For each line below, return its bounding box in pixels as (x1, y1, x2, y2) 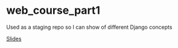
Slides (6, 35, 22, 42)
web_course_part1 (6, 4, 101, 17)
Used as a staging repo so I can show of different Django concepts (6, 23, 173, 31)
